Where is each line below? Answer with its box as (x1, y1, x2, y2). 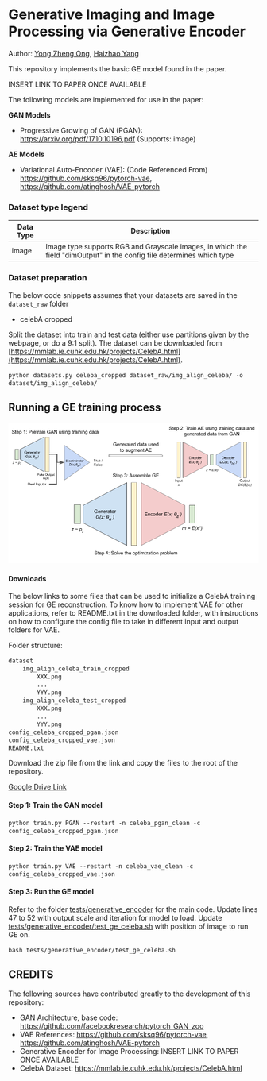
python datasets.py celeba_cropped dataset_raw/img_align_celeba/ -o (8, 371, 244, 379)
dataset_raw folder (8, 299, 69, 308)
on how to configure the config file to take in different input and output (8, 617, 239, 627)
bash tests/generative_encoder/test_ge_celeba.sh (8, 946, 176, 954)
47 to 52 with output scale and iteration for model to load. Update (8, 913, 222, 922)
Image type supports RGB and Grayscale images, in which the (45, 241, 248, 251)
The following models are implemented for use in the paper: (8, 95, 204, 104)
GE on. (8, 929, 30, 939)
